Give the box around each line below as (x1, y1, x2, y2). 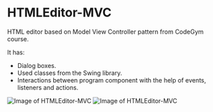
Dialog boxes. (17, 61, 57, 69)
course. (7, 34, 29, 43)
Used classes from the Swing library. (17, 69, 122, 77)
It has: (7, 48, 26, 56)
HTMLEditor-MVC (7, 5, 112, 21)
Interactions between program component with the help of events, (17, 76, 206, 84)
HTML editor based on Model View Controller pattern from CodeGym (7, 27, 204, 36)
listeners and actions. (17, 83, 79, 91)
